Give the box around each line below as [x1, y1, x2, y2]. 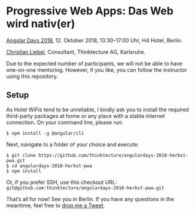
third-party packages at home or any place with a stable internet [6, 112, 166, 119]
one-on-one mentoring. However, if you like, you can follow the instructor [6, 66, 187, 73]
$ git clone [6, 152, 36, 158]
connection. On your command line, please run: [6, 119, 124, 126]
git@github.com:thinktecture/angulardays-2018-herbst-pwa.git [6, 184, 164, 191]
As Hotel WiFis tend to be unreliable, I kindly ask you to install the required [6, 106, 190, 113]
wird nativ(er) [6, 17, 75, 31]
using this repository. [6, 72, 58, 80]
